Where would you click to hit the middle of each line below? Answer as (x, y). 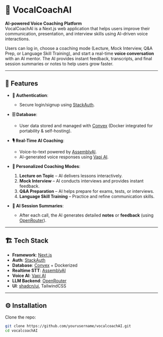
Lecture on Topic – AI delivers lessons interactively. (71, 176)
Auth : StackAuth (29, 260)
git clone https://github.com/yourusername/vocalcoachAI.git (68, 326)
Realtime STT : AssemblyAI (39, 270)
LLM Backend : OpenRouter (39, 281)
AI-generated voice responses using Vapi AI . (64, 157)
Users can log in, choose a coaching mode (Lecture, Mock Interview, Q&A (79, 48)
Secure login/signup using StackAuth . (57, 104)
